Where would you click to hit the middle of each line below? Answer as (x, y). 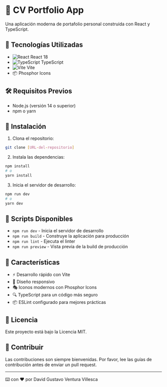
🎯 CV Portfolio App (44, 10)
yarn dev (14, 203)
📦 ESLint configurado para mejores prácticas (59, 302)
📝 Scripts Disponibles (39, 219)
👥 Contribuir (24, 347)
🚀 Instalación (26, 126)
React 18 (39, 57)
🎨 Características (33, 262)
